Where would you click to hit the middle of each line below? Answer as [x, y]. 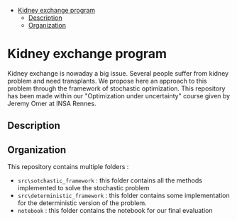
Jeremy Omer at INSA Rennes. [52, 103]
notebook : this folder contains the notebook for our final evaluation [115, 211]
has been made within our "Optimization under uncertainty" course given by [119, 95]
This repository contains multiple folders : [68, 167]
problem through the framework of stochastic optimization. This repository [116, 88]
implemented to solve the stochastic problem [84, 188]
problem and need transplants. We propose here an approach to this [107, 81]
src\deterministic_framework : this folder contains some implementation [124, 196]
